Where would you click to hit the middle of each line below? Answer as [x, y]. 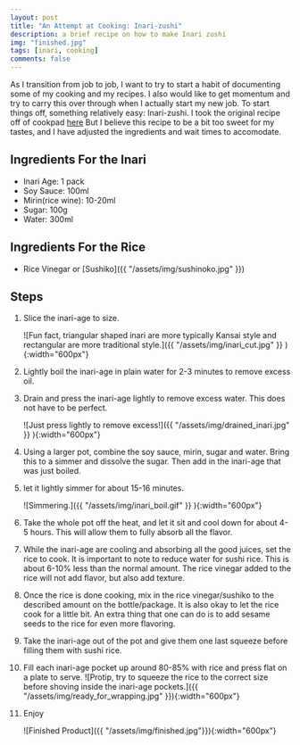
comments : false [40, 59]
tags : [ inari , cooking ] [54, 51]
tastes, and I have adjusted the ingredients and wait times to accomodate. [146, 132]
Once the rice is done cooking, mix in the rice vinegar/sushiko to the [149, 595]
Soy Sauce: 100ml [56, 190]
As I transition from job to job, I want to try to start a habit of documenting [146, 84]
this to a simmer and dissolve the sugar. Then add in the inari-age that [152, 461]
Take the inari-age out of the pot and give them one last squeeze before [155, 641]
